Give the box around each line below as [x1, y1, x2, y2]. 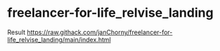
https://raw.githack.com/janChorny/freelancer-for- [27, 28, 173, 36]
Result [7, 28, 26, 36]
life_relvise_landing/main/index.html [7, 35, 111, 43]
